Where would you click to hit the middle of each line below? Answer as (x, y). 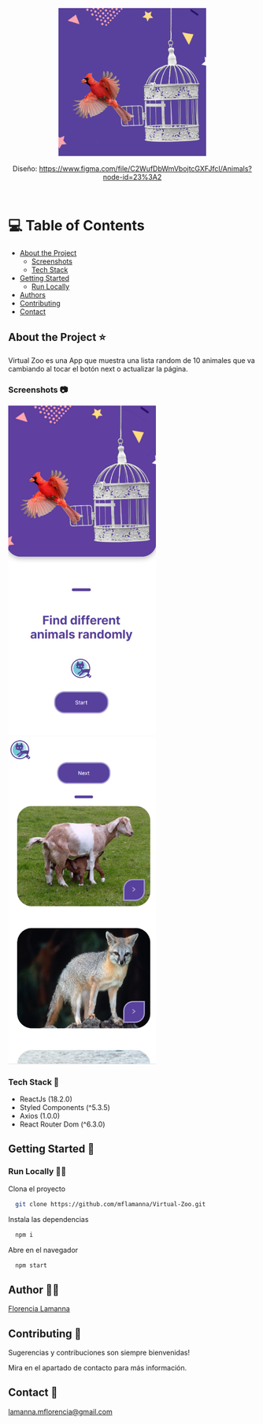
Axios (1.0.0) (40, 1116)
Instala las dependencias (48, 1219)
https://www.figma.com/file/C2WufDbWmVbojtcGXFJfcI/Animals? (145, 168)
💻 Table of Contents (76, 226)
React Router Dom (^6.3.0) (62, 1124)
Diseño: (25, 168)
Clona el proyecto (37, 1189)
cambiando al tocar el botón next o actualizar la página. (98, 368)
